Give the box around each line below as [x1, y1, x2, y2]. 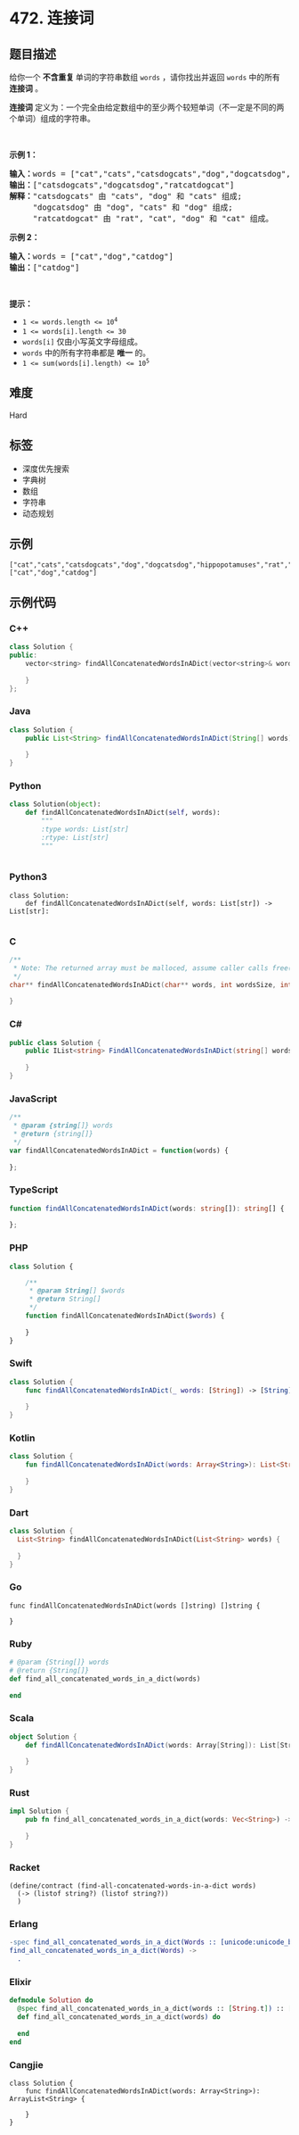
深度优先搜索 [21, 463, 69, 474]
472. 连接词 [9, 8, 94, 29]
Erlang [9, 1918, 38, 1931]
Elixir [9, 1975, 32, 1988]
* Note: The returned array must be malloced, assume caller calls [12, 963, 269, 973]
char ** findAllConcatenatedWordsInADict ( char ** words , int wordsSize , [9, 980, 277, 989]
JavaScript [9, 1092, 58, 1105]
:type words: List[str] [41, 825, 129, 834]
